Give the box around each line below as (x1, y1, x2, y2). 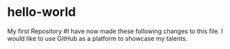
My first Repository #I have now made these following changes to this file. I (7, 27, 223, 35)
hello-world (7, 4, 77, 20)
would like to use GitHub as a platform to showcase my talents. (7, 34, 188, 42)
